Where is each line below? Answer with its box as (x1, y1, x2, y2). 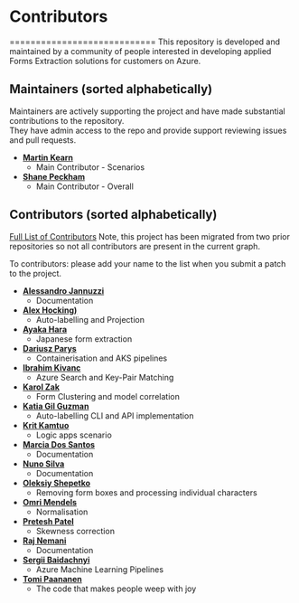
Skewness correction (35, 525, 116, 536)
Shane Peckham (22, 171, 86, 182)
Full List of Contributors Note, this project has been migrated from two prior (9, 231, 291, 241)
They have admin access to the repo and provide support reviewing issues (9, 125, 287, 136)
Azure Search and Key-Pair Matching (35, 372, 174, 382)
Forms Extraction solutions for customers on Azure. (9, 55, 201, 66)
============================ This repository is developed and (9, 36, 281, 47)
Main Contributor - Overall (35, 181, 134, 192)
